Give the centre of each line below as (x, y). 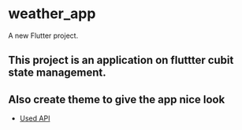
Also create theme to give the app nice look (117, 99)
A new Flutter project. (43, 35)
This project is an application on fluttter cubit (121, 60)
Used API (35, 118)
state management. (57, 73)
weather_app (52, 14)
